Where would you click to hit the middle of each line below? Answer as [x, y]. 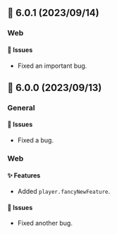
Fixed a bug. [36, 140]
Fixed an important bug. [52, 66]
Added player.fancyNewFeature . [64, 192]
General [21, 108]
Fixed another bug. [45, 223]
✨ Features [24, 175]
